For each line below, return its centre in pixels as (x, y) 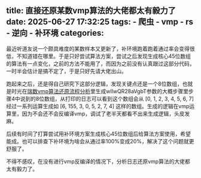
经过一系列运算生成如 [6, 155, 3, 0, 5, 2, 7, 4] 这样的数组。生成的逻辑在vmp (98, 106)
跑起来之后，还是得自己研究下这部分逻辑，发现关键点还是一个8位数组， (94, 84)
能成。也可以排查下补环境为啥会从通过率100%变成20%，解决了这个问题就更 (100, 141)
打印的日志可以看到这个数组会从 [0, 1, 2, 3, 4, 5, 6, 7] (130, 99)
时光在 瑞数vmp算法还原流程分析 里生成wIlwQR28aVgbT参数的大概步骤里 (100, 91)
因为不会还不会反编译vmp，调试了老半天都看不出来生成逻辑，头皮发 (106, 113)
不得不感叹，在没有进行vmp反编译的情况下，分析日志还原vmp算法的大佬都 (98, 161)
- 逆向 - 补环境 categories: (55, 33)
